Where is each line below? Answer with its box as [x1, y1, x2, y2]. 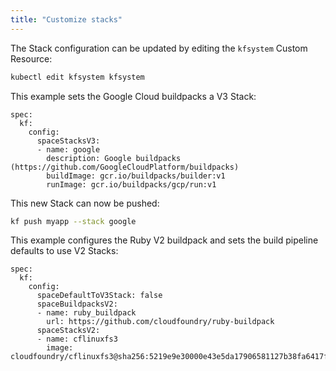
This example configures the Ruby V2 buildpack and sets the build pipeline [10, 234, 319, 246]
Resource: [10, 52, 53, 65]
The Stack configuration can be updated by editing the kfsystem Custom [10, 42, 308, 54]
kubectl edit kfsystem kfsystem [10, 72, 145, 82]
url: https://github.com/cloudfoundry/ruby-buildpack [46, 317, 275, 327]
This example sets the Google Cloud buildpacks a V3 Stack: [10, 90, 257, 102]
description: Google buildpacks [46, 153, 182, 163]
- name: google [36, 144, 101, 155]
